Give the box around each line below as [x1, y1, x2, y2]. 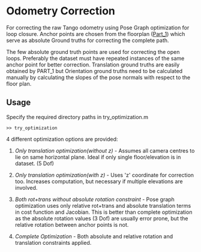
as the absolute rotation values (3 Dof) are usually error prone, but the [14, 214, 188, 222]
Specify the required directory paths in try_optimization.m [6, 113, 149, 120]
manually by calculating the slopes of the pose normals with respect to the [6, 74, 191, 81]
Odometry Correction [6, 4, 116, 18]
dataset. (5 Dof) [14, 160, 54, 167]
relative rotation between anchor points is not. [14, 221, 129, 228]
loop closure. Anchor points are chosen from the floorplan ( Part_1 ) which [6, 30, 185, 37]
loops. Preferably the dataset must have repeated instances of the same [6, 54, 185, 62]
